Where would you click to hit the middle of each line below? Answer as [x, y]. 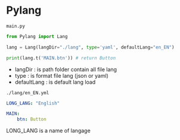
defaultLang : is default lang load [55, 82]
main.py [16, 26]
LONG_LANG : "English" [33, 103]
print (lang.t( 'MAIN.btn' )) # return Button [61, 58]
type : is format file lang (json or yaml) [62, 75]
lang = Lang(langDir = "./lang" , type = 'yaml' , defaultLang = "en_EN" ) [90, 47]
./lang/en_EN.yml [28, 93]
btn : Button [32, 119]
